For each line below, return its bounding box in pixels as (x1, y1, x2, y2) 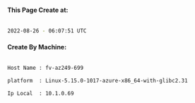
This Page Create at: (7, 6, 69, 14)
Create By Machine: (7, 42, 67, 51)
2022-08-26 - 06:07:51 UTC (7, 28, 87, 35)
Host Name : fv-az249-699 (7, 64, 83, 72)
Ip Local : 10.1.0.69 (7, 90, 74, 97)
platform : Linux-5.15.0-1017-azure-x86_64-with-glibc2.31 (7, 78, 189, 85)
